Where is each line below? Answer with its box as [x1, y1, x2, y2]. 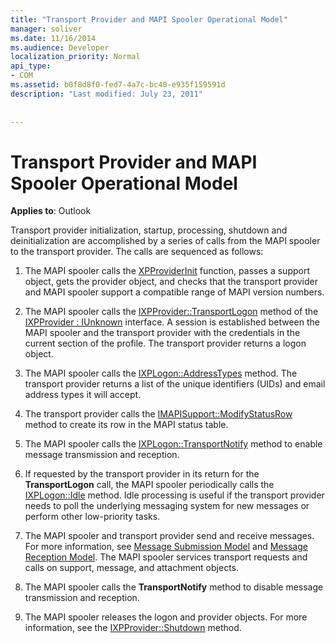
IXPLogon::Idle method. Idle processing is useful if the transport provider [24, 489, 325, 501]
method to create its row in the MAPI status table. [24, 419, 229, 431]
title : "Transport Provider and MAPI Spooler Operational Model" [10, 14, 288, 25]
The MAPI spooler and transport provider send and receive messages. [24, 530, 315, 542]
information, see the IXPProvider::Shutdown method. [24, 622, 242, 634]
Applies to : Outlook [10, 205, 92, 217]
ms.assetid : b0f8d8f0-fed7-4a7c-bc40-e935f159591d [10, 80, 226, 90]
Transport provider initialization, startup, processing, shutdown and [10, 224, 288, 236]
